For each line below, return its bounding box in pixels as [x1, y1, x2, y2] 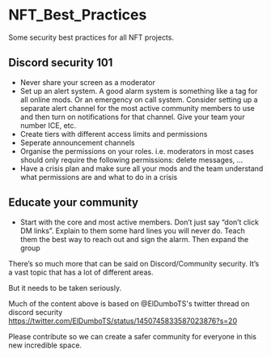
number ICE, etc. [19, 120, 77, 130]
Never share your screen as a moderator [19, 77, 155, 87]
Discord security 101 [8, 56, 113, 70]
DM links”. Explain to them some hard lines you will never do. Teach [19, 225, 245, 236]
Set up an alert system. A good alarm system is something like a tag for [19, 86, 258, 96]
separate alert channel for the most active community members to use [19, 103, 255, 113]
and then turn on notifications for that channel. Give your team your [19, 112, 245, 121]
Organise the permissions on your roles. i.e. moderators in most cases [19, 146, 255, 156]
